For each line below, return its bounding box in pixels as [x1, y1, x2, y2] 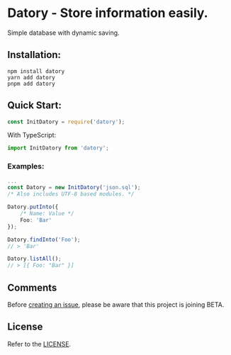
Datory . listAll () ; [7, 255, 62, 263]
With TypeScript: [7, 131, 57, 140]
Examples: [7, 162, 45, 171]
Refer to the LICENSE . [7, 339, 72, 348]
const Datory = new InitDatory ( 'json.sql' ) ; [7, 184, 141, 191]
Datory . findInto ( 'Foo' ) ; [7, 236, 81, 243]
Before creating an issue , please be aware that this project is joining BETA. [7, 300, 225, 309]
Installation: [7, 49, 62, 61]
